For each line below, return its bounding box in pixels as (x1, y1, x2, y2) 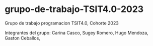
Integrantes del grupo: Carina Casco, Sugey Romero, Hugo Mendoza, (5, 29, 149, 35)
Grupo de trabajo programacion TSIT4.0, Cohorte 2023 (5, 20, 119, 26)
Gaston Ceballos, (5, 35, 41, 41)
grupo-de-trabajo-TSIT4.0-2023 (5, 3, 144, 15)
